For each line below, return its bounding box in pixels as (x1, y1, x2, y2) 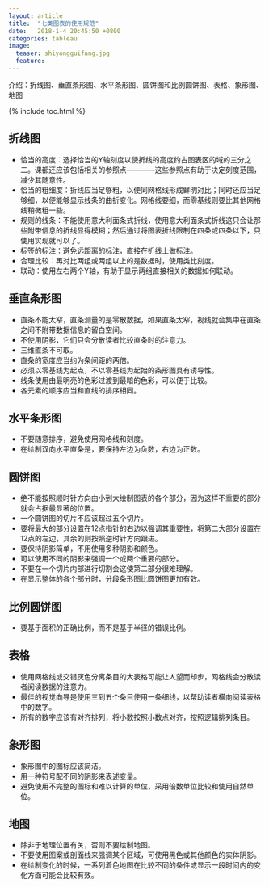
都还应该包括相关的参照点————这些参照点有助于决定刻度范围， (41, 165, 261, 174)
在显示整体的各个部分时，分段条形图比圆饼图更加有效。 (19, 574, 204, 584)
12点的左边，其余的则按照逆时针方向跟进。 (19, 534, 163, 544)
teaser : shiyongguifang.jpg (15, 49, 111, 57)
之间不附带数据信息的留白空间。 (19, 325, 127, 334)
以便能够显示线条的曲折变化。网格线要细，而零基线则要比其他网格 (41, 195, 261, 204)
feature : (15, 57, 45, 65)
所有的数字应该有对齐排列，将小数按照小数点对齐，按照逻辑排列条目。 (19, 712, 254, 721)
